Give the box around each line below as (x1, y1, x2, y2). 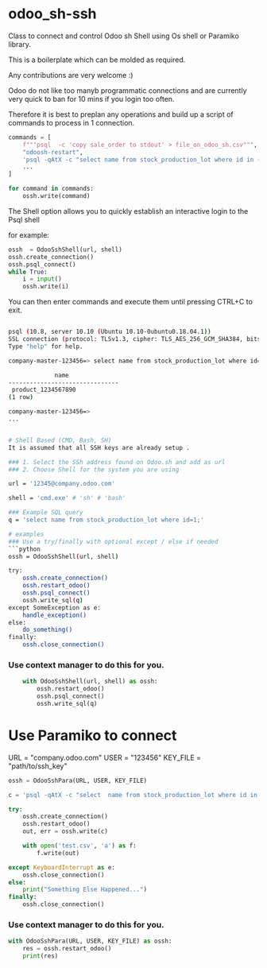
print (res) (22, 952, 59, 960)
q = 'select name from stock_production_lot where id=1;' (8, 516, 204, 525)
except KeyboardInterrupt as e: (8, 863, 115, 871)
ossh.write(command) (22, 192, 91, 200)
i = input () (22, 275, 62, 283)
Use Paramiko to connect (8, 726, 177, 745)
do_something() (22, 625, 73, 634)
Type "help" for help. (8, 343, 83, 350)
